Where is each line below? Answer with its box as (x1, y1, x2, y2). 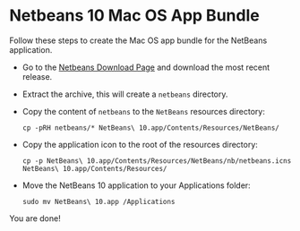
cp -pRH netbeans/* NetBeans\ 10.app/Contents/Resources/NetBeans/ (21, 123, 279, 133)
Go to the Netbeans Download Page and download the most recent (21, 62, 270, 73)
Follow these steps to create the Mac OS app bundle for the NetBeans (9, 35, 268, 46)
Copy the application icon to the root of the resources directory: (21, 139, 258, 150)
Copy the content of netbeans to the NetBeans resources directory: (21, 106, 266, 116)
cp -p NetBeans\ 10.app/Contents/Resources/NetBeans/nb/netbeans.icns (21, 156, 292, 166)
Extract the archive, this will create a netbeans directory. (21, 89, 228, 99)
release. (21, 71, 53, 81)
